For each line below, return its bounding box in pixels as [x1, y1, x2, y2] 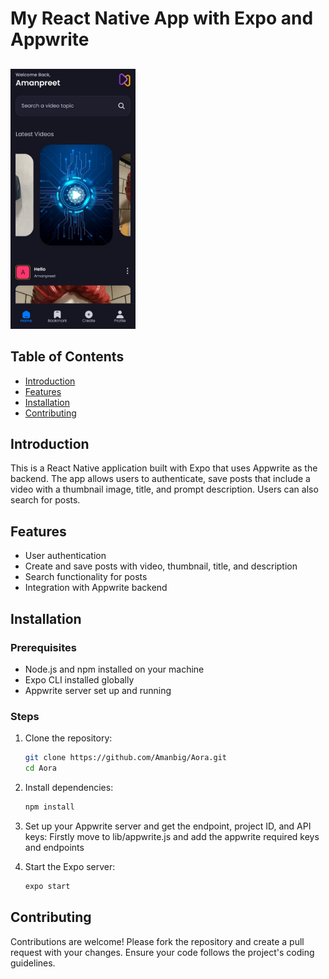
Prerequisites [10, 640, 77, 654]
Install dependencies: [24, 782, 114, 793]
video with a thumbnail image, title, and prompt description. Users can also [10, 483, 319, 496]
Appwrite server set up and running [24, 684, 172, 696]
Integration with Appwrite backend [24, 582, 168, 594]
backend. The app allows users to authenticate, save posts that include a [10, 473, 311, 485]
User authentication [24, 550, 107, 562]
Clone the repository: [24, 732, 113, 744]
